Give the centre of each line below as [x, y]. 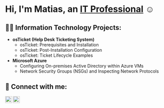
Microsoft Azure [30, 60]
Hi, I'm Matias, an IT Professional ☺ [80, 9]
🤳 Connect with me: [36, 87]
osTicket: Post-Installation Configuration [61, 50]
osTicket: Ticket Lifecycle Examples [56, 55]
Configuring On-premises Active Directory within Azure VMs [82, 66]
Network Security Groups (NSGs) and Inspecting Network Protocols [89, 71]
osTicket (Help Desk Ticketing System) [53, 39]
